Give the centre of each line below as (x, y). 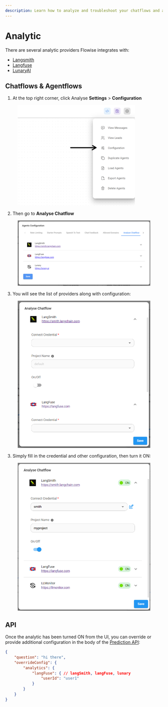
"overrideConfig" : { (35, 662)
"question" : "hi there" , (40, 657)
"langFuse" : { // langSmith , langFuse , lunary (81, 673)
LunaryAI (21, 70)
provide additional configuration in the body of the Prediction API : (73, 642)
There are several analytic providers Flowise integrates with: (67, 50)
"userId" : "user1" (60, 678)
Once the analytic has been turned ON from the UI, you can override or (78, 637)
